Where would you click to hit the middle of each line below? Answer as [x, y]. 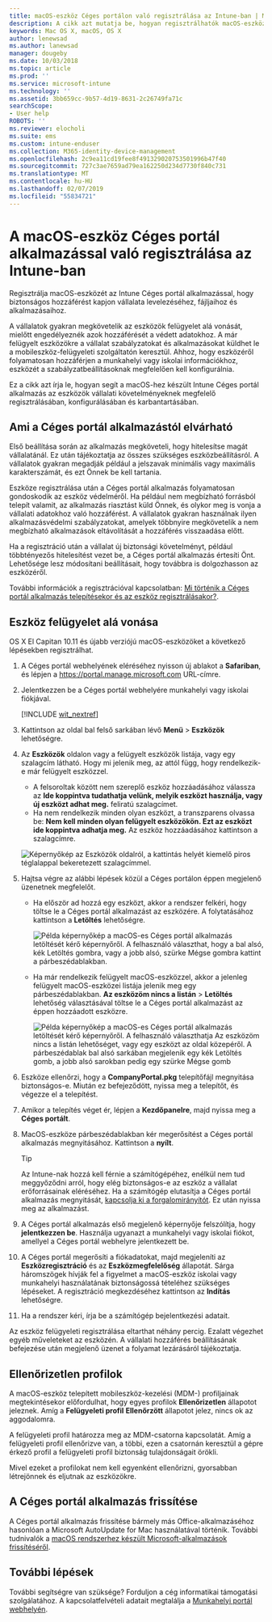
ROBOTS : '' [27, 121]
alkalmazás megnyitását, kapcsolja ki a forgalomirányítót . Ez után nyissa [140, 1200]
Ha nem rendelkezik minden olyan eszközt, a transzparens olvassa [144, 813]
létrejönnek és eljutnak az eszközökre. [73, 1476]
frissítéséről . [30, 1547]
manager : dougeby [38, 53]
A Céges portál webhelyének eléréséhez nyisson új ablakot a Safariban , [141, 666]
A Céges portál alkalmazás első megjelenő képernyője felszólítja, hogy [138, 1224]
